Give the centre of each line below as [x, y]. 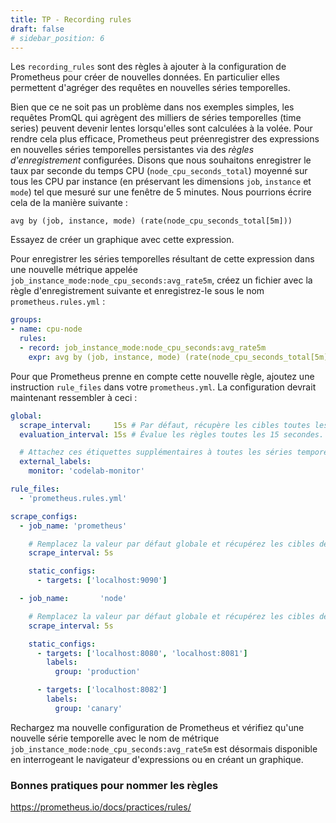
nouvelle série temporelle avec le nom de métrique [115, 738]
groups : [26, 320]
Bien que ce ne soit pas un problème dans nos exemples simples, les [152, 107]
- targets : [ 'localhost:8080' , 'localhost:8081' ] [142, 653]
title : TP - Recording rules [71, 19]
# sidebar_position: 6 [57, 38]
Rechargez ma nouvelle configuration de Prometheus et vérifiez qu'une [157, 727]
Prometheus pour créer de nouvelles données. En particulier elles [145, 77]
